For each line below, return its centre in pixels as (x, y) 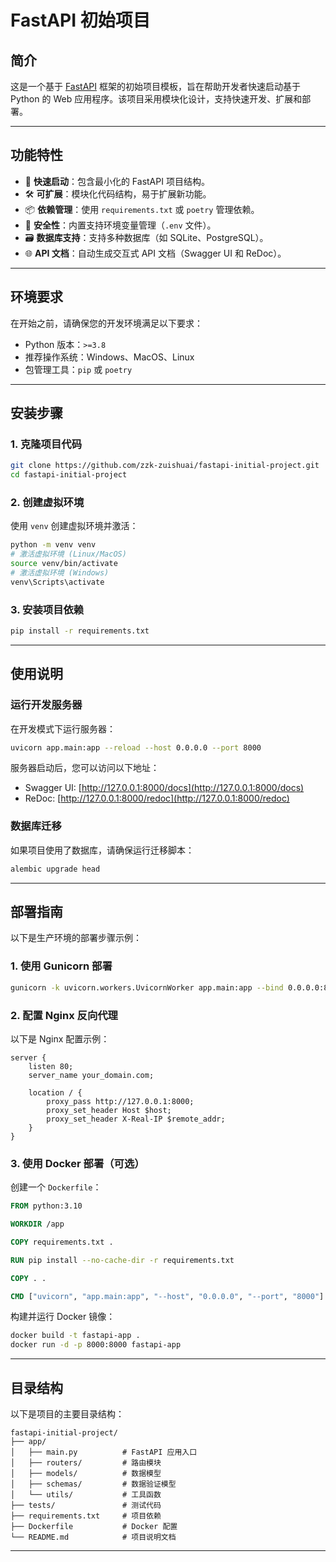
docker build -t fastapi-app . (75, 1336)
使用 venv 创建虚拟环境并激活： (74, 526)
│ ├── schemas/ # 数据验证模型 (93, 1484)
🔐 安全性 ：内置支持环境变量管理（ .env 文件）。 (120, 225)
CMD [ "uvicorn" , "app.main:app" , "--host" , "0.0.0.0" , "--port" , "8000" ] (167, 1296)
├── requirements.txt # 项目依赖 (86, 1516)
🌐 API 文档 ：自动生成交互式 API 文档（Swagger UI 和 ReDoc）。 (155, 253)
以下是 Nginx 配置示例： (60, 1038)
